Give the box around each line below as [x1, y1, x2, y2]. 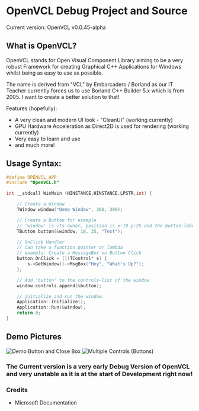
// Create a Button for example [17, 217, 97, 223]
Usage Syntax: [6, 159, 62, 169]
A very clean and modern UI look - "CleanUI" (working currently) [14, 116, 173, 123]
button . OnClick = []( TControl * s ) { [17, 256, 108, 262]
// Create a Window [17, 201, 65, 207]
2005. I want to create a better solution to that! [6, 93, 120, 100]
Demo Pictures [6, 332, 62, 342]
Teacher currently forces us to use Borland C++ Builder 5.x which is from [6, 87, 185, 94]
